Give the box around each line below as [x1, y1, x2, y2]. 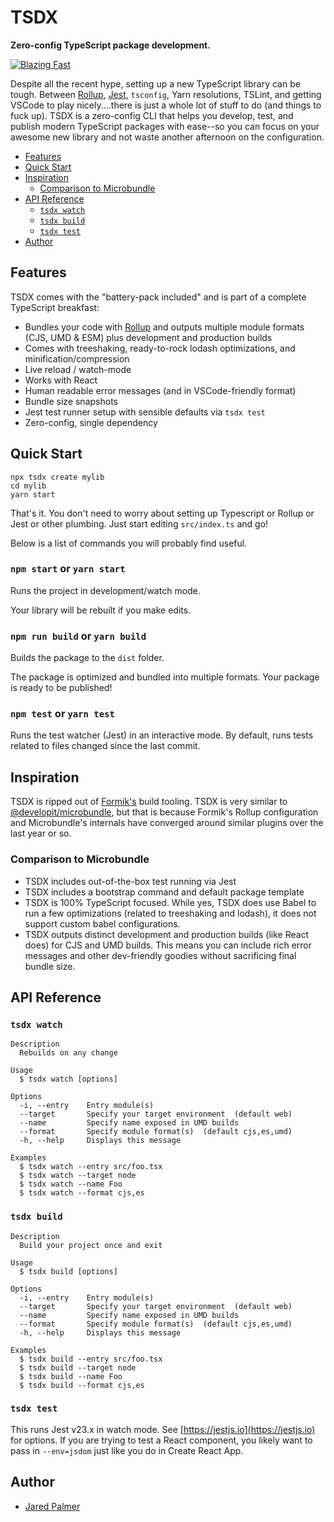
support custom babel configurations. [24, 917, 181, 930]
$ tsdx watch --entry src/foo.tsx [19, 1162, 163, 1172]
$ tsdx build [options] [19, 1266, 118, 1276]
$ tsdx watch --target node [19, 1171, 137, 1181]
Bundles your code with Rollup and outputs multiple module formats [24, 321, 305, 333]
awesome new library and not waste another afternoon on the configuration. [10, 131, 325, 143]
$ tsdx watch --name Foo [19, 1179, 123, 1190]
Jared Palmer [24, 1500, 81, 1512]
